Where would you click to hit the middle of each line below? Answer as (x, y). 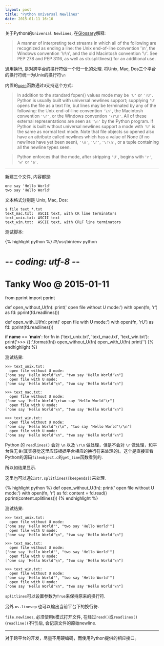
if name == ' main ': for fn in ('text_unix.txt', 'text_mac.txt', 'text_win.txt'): (77, 336)
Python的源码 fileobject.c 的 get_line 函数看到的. (54, 457)
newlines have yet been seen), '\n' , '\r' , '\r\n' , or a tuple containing (88, 142)
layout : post (18, 10)
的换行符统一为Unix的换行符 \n (35, 75)
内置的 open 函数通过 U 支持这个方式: (39, 85)
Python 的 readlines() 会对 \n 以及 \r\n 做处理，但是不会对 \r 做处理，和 (79, 445)
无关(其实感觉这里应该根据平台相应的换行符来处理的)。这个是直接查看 (83, 451)
